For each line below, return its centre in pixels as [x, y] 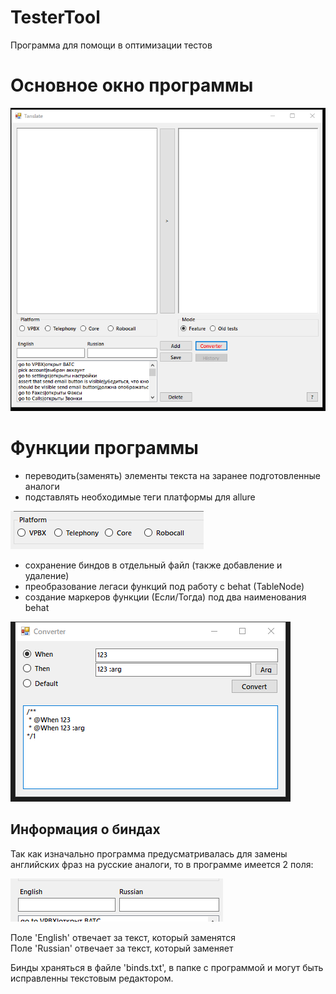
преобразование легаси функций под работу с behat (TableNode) [164, 586]
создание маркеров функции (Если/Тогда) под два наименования [165, 597]
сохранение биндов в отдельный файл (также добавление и [153, 565]
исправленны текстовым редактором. [92, 978]
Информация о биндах [85, 829]
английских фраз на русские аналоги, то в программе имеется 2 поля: [162, 864]
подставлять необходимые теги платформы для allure [140, 497]
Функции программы [104, 448]
